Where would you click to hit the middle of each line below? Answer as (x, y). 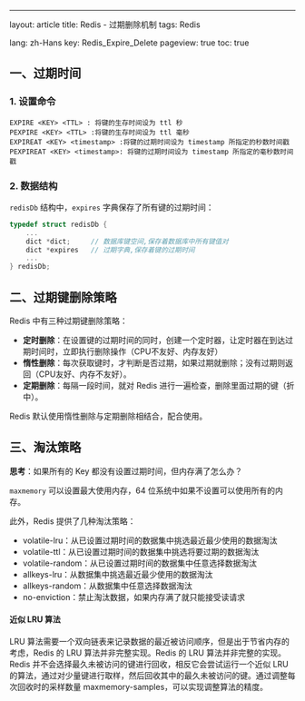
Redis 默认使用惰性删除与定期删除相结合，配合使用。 (108, 416)
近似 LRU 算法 (35, 619)
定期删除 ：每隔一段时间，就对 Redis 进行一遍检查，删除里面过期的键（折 (158, 386)
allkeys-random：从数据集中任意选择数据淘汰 (108, 586)
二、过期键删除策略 (63, 297)
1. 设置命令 (33, 102)
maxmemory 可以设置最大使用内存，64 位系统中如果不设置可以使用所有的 (143, 490)
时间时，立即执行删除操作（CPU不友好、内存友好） (127, 351)
